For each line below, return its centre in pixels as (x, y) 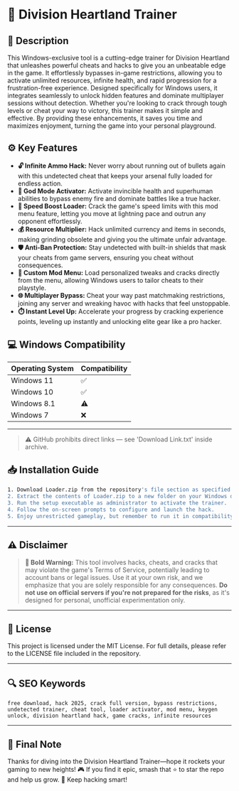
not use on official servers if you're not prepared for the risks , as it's (127, 592)
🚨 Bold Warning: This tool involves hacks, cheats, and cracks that (121, 562)
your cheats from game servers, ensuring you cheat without (106, 257)
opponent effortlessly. (50, 221)
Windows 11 (32, 380)
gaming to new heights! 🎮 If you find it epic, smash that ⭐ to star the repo (116, 770)
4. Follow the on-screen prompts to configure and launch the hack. (111, 510)
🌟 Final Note (34, 744)
